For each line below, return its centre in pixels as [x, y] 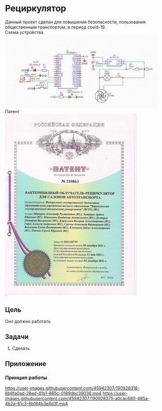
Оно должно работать [28, 322]
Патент [12, 111]
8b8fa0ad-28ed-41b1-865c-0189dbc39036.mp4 [53, 393]
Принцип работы [26, 377]
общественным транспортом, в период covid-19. [56, 27]
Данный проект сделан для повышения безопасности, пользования [75, 22]
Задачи [17, 336]
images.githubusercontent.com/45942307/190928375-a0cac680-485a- [77, 398]
